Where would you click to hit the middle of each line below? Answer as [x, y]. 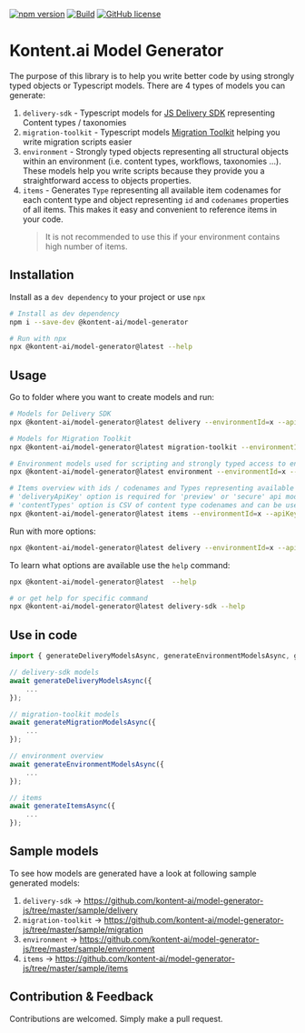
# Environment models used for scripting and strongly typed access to [148, 464]
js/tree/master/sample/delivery [80, 910]
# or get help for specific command [79, 598]
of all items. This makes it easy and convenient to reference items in [149, 209]
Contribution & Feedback [82, 997]
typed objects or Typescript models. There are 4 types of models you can [148, 85]
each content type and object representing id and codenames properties [155, 199]
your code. [43, 219]
